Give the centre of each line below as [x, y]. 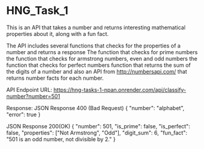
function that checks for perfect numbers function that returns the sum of [99, 65]
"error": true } [23, 114]
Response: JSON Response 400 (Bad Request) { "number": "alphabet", [95, 108]
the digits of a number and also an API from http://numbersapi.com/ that [97, 71]
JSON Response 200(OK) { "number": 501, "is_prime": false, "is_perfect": [98, 126]
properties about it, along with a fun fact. [58, 33]
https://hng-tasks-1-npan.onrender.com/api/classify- [120, 89]
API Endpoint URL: [30, 89]
